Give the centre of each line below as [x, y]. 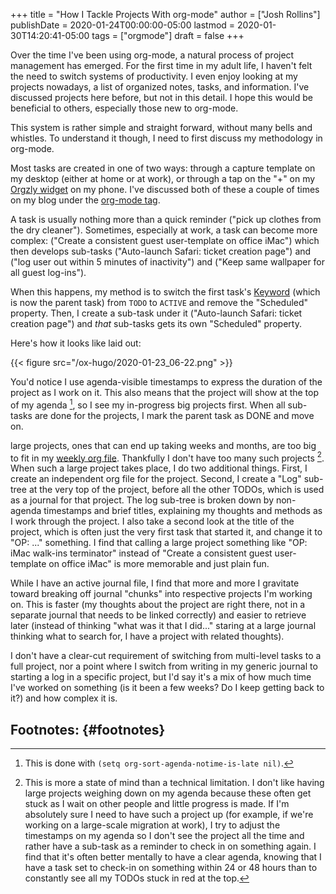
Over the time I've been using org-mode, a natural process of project [152, 55]
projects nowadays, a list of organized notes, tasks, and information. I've [160, 87]
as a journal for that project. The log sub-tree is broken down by [142, 500]
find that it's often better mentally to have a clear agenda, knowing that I [173, 857]
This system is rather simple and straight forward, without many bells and [161, 127]
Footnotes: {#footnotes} [88, 729]
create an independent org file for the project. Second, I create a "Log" [156, 479]
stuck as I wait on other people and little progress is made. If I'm [157, 804]
